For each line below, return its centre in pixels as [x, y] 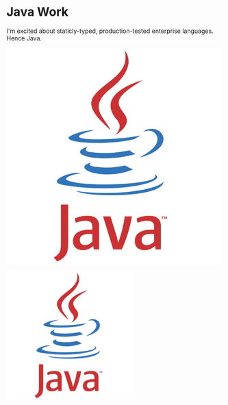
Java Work [38, 12]
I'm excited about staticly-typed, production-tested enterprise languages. [110, 31]
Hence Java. [24, 38]
